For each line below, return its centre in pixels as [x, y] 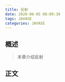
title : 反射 [16, 10]
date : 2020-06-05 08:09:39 [33, 14]
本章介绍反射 [30, 57]
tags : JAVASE [18, 19]
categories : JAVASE [25, 23]
